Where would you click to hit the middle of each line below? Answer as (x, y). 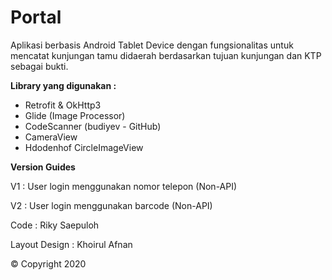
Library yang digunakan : (63, 85)
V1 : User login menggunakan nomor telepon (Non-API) (124, 186)
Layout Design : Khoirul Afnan (71, 244)
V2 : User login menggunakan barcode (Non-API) (111, 205)
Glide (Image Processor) (75, 115)
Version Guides (43, 167)
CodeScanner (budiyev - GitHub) (93, 126)
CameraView (51, 137)
